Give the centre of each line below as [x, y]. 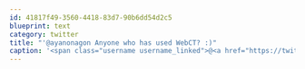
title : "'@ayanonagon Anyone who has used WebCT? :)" [113, 43]
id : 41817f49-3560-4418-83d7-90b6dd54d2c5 [91, 17]
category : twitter [44, 34]
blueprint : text [40, 26]
